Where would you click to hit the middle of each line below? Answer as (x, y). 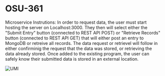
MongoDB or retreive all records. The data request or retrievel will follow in (82, 43)
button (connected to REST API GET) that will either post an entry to (75, 38)
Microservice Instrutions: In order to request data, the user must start (76, 22)
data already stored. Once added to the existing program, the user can (77, 54)
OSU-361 (24, 9)
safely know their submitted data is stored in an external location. (72, 59)
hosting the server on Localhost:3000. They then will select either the (76, 27)
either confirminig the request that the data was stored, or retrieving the (79, 48)
